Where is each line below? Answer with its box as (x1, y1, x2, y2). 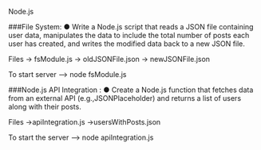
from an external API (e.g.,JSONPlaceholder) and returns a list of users (8, 94, 242, 102)
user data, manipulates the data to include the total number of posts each (8, 31, 250, 40)
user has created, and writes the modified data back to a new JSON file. (8, 39, 246, 48)
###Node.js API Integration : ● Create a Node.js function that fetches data (8, 85, 254, 94)
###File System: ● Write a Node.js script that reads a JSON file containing (8, 22, 254, 31)
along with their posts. (8, 102, 81, 111)
